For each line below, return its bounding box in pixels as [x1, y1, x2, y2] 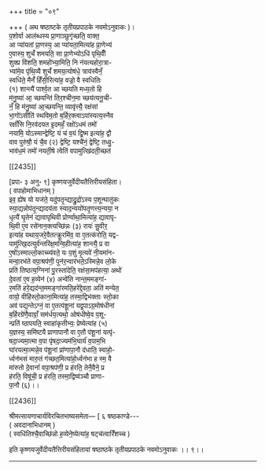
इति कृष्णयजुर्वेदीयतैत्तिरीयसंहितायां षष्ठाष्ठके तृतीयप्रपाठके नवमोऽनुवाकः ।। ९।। [9, 445, 204, 454]
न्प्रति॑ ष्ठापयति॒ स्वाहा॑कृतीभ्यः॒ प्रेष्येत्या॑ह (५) [9, 318, 109, 328]
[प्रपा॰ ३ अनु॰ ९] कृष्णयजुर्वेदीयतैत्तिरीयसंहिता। [9, 177, 123, 186]
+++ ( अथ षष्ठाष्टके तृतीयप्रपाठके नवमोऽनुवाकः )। [9, 23, 135, 31]
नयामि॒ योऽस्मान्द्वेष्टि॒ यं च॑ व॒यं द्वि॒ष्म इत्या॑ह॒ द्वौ [9, 129, 112, 138]
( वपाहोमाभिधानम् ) [9, 186, 56, 195]
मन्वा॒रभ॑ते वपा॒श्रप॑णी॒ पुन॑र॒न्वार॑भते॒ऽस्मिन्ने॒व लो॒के [9, 257, 117, 266]
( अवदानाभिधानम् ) [9, 420, 56, 429]
